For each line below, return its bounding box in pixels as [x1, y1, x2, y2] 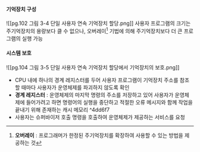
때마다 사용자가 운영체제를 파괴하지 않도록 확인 [21, 84, 130, 91]
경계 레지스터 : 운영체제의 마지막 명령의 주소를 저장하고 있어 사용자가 [14, 91, 174, 99]
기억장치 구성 [6, 5, 37, 12]
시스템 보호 [6, 49, 32, 56]
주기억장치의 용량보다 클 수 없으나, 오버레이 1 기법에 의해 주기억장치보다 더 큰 [6, 27, 183, 34]
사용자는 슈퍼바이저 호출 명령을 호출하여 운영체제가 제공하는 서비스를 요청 [14, 113, 186, 121]
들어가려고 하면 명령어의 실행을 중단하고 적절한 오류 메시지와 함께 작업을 [26, 99, 193, 106]
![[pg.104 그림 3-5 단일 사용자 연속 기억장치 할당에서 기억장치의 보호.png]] [6, 64, 180, 71]
